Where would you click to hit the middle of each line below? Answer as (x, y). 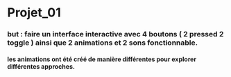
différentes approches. (41, 66)
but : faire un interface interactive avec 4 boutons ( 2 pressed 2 (115, 34)
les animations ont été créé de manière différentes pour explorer (102, 59)
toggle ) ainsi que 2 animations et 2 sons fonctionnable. (103, 43)
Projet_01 (34, 13)
